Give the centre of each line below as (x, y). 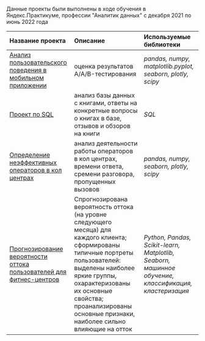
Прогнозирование (36, 249)
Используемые (167, 37)
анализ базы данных (105, 95)
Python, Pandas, (167, 237)
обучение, (159, 276)
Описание (90, 41)
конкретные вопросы (106, 111)
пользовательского (38, 62)
